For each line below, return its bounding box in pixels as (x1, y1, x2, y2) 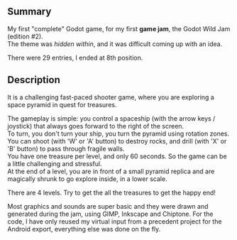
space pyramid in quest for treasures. (7, 100, 117, 109)
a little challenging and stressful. (7, 159, 102, 168)
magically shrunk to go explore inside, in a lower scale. (7, 174, 168, 183)
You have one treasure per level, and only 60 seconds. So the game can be (7, 152, 227, 160)
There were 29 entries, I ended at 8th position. (7, 53, 143, 62)
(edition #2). (7, 32, 44, 40)
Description (7, 74, 60, 86)
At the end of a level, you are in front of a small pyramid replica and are (7, 167, 215, 175)
